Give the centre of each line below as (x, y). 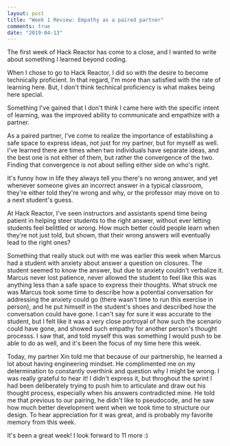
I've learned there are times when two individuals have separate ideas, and (113, 150)
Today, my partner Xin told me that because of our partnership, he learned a (115, 357)
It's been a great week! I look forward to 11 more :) (78, 436)
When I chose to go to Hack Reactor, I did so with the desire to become (108, 73)
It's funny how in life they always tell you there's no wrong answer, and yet (113, 178)
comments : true (29, 26)
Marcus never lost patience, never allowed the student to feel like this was (112, 278)
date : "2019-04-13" (35, 33)
